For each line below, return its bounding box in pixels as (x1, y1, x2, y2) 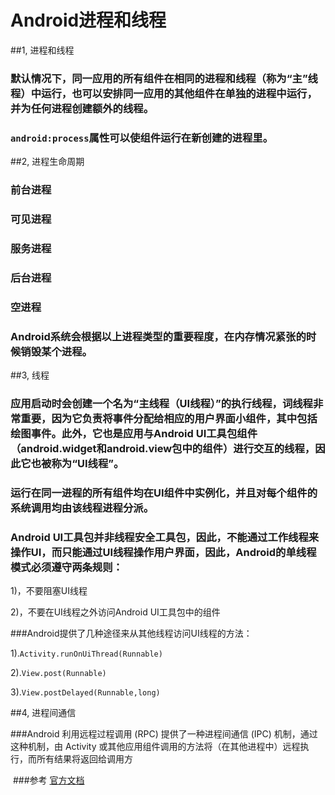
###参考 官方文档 (12, 774, 85, 786)
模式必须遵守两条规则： (10, 560, 123, 574)
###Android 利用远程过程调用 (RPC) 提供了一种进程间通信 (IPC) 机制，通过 (10, 728, 318, 740)
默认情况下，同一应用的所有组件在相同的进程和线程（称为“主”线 (10, 71, 318, 85)
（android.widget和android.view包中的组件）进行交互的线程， (10, 441, 316, 455)
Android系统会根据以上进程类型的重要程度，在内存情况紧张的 (10, 329, 307, 343)
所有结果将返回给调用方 (36, 753, 133, 765)
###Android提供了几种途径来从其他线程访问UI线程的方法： (10, 627, 253, 640)
